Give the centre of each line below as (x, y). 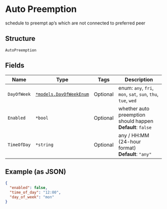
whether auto (134, 108)
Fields (15, 66)
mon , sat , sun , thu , (138, 94)
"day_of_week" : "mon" (32, 197)
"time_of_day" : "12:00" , (35, 193)
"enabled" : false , (29, 188)
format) (127, 148)
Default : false (135, 127)
